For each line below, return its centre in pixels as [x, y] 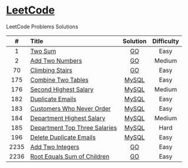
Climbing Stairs [51, 70]
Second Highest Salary [62, 89]
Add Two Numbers [56, 61]
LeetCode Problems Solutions [42, 27]
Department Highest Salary [68, 118]
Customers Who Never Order [70, 108]
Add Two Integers [55, 147]
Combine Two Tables [60, 80]
